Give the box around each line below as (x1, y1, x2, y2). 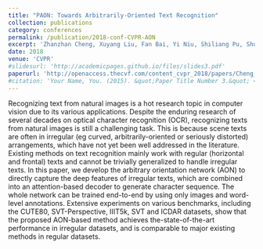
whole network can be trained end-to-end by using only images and (8, 189, 229, 200)
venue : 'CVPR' (8, 56, 55, 63)
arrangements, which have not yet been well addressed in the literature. (8, 140, 240, 150)
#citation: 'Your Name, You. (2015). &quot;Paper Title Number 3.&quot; (8, 77, 250, 85)
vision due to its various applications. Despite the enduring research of (8, 106, 236, 116)
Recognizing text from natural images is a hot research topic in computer (8, 99, 243, 108)
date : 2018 (8, 48, 44, 56)
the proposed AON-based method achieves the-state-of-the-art (8, 215, 215, 224)
